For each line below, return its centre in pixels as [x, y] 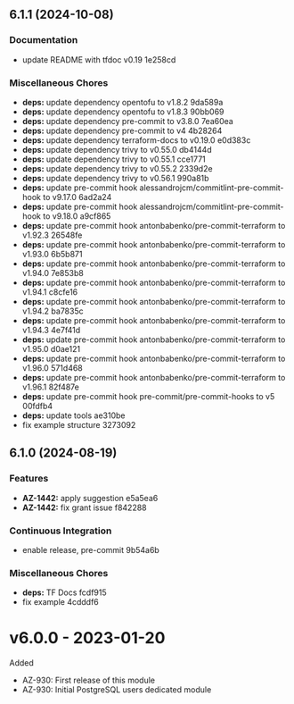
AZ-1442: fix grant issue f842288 [84, 507]
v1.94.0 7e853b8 [53, 272]
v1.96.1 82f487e [51, 387]
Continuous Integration [61, 531]
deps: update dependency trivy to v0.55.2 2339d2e [117, 168]
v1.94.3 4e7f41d [51, 330]
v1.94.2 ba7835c [53, 311]
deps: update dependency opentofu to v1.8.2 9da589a [122, 102]
